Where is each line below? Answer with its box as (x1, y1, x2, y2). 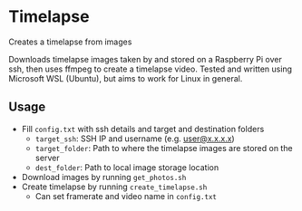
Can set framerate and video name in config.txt (34, 190, 218, 201)
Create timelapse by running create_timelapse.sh (21, 181, 208, 192)
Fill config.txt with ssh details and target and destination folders (21, 123, 265, 134)
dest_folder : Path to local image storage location (34, 161, 219, 173)
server (34, 152, 60, 163)
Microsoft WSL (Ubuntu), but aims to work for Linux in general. (8, 72, 243, 83)
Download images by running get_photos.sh (21, 171, 187, 182)
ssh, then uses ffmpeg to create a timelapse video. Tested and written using (8, 63, 292, 74)
